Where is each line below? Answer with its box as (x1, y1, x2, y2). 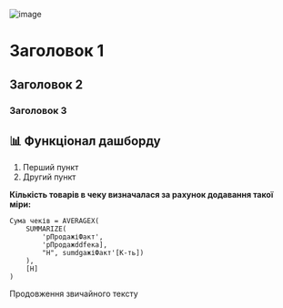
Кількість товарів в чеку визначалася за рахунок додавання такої (9, 190, 274, 200)
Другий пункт (22, 171, 76, 182)
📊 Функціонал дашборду (9, 133, 161, 149)
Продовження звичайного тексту (9, 288, 138, 300)
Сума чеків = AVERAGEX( (9, 217, 100, 226)
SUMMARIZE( (25, 224, 67, 234)
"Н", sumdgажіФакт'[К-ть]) (42, 249, 145, 258)
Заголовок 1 (9, 41, 105, 61)
